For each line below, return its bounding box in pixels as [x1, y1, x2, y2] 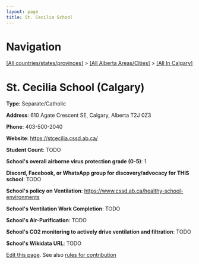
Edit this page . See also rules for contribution [6, 251, 117, 259]
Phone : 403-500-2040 [6, 123, 63, 131]
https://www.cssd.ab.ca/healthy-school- [84, 187, 184, 194]
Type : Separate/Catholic [6, 100, 67, 107]
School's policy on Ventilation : [6, 187, 83, 194]
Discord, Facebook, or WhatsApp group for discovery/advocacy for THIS [6, 169, 189, 176]
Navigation [6, 40, 61, 54]
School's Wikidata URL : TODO [6, 240, 82, 247]
